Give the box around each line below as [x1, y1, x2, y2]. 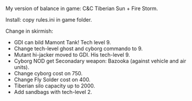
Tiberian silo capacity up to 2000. [13, 82, 96, 89]
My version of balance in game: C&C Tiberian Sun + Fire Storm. [5, 5, 158, 12]
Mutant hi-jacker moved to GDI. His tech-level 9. [13, 51, 130, 58]
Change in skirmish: [5, 27, 54, 34]
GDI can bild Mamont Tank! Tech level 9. [13, 39, 111, 46]
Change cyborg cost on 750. [13, 70, 83, 76]
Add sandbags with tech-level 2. [13, 89, 93, 95]
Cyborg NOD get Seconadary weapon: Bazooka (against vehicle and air [13, 58, 186, 64]
